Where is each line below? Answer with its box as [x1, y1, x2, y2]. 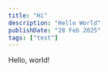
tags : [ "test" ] [8, 33, 59, 42]
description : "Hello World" [8, 19, 102, 27]
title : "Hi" [8, 11, 48, 20]
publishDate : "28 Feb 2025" [8, 26, 102, 34]
